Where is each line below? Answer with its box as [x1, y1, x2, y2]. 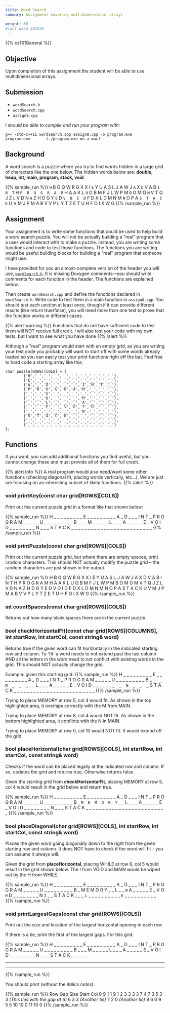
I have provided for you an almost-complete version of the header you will [5, 265, 159, 271]
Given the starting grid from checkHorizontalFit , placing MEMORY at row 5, [5, 778, 163, 785]
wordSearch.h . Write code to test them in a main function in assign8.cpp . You [5, 296, 164, 302]
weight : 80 [5, 21, 28, 26]
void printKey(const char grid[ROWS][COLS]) [5, 492, 119, 499]
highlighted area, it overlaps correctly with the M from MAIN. [5, 703, 132, 709]
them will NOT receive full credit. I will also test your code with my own [5, 328, 153, 334]
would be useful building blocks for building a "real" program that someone [5, 250, 162, 256]
